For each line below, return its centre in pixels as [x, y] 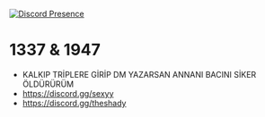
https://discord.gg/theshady [74, 103]
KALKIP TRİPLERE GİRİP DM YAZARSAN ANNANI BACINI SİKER [139, 74]
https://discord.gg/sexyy [68, 93]
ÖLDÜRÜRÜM [48, 84]
